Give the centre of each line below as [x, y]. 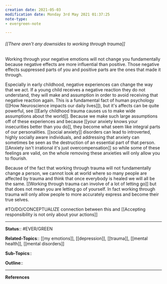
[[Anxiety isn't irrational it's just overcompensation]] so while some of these [83, 148]
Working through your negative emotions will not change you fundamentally [83, 59]
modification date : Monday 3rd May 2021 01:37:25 [58, 14]
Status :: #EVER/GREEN [29, 229]
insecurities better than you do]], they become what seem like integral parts [83, 127]
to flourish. [16, 158]
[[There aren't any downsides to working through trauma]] [65, 44]
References [17, 277]
